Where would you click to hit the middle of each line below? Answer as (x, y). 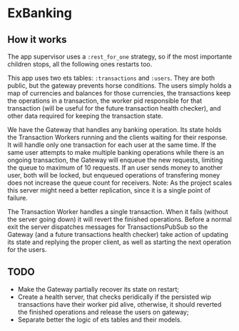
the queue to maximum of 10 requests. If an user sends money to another (115, 168)
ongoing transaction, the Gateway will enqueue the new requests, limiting (115, 160)
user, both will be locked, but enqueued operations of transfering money (114, 175)
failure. (18, 198)
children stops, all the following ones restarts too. (80, 64)
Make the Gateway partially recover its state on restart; (98, 289)
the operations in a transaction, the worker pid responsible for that (105, 101)
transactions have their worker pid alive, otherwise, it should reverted (119, 304)
